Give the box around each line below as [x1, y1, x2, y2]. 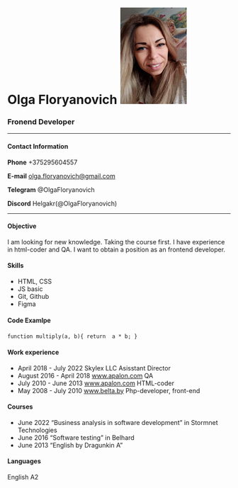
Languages [7, 457, 41, 465]
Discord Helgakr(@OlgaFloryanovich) [7, 199, 118, 208]
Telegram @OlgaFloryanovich [7, 185, 96, 194]
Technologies [17, 426, 58, 434]
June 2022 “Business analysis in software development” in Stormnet [17, 418, 218, 426]
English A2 [7, 472, 39, 481]
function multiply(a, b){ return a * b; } [7, 333, 138, 340]
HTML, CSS [17, 277, 52, 286]
